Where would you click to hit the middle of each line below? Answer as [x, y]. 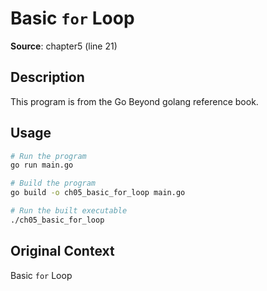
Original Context [62, 251]
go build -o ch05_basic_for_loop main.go [98, 193]
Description [47, 77]
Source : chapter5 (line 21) [64, 46]
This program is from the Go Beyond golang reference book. [134, 101]
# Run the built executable [69, 211]
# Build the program [53, 183]
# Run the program [48, 156]
